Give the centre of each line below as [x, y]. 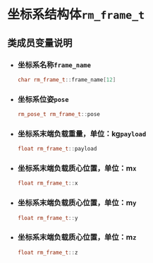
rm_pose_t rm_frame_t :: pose [59, 115]
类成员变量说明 [40, 43]
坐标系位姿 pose [43, 99]
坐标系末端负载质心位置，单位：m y [77, 203]
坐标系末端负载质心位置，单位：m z [77, 238]
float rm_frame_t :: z [48, 252]
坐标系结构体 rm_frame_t [76, 14]
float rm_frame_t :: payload [57, 149]
